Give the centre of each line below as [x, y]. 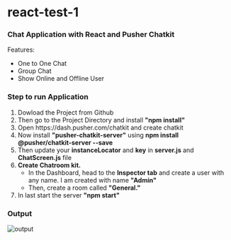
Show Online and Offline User [61, 79]
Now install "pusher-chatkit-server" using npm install [98, 135]
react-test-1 [43, 12]
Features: [21, 50]
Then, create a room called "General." [84, 188]
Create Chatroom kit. [49, 165]
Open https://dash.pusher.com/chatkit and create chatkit [100, 127]
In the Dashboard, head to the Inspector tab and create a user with [126, 172]
